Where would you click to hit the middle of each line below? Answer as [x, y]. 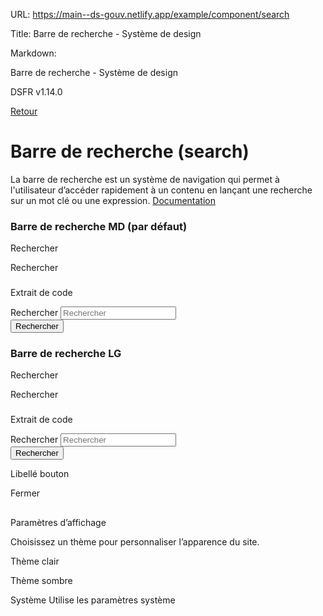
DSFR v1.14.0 [36, 92]
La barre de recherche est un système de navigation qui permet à [145, 179]
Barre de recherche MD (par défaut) [99, 226]
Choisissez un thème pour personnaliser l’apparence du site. [135, 541]
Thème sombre [41, 580]
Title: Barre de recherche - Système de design [106, 33]
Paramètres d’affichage [58, 522]
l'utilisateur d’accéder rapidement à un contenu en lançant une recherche [161, 190]
